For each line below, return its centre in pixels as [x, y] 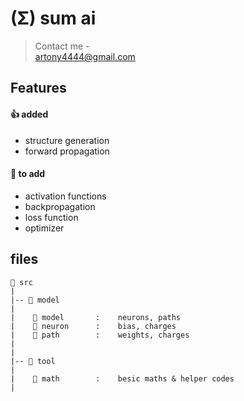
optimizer [44, 228]
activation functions [65, 196]
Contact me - [62, 46]
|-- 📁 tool [33, 361]
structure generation [67, 140]
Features [38, 88]
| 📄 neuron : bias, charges [93, 326]
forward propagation [67, 151]
